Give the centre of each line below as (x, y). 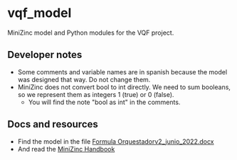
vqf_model (39, 13)
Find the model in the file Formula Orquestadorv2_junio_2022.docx (116, 141)
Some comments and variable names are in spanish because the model (122, 72)
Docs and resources (53, 124)
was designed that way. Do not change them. (84, 79)
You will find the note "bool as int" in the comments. (104, 102)
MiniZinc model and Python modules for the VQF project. (91, 33)
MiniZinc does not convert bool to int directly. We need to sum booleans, (124, 87)
